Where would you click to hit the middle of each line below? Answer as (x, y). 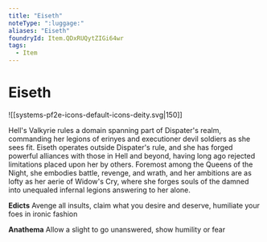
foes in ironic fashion (43, 214)
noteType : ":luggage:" (46, 23)
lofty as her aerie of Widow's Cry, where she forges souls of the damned (129, 181)
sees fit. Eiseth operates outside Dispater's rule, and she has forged (121, 147)
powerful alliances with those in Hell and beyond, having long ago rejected (132, 155)
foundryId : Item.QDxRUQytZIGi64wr (66, 38)
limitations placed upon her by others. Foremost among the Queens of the (131, 164)
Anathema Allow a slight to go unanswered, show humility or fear (117, 229)
